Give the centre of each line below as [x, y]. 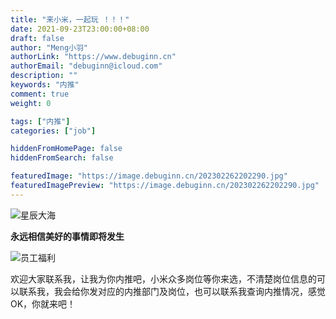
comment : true [40, 94]
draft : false [37, 38]
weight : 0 [31, 103]
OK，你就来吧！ [43, 303]
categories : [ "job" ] [53, 131]
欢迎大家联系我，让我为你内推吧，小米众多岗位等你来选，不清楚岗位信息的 [163, 278]
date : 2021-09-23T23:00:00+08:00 [80, 29]
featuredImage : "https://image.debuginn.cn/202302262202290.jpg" [149, 176]
